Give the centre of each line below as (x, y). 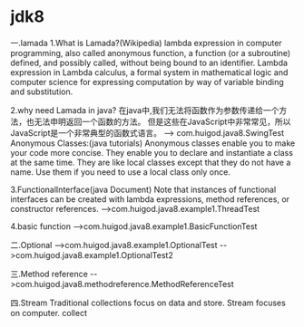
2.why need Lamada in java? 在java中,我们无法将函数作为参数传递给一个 (145, 110)
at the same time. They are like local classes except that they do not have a (151, 162)
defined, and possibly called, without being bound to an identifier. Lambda (149, 63)
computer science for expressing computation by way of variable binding (147, 82)
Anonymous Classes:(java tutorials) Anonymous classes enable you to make (153, 143)
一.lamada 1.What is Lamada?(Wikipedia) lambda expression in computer (146, 43)
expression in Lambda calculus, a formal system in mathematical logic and (149, 72)
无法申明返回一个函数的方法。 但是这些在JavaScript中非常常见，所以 (162, 121)
